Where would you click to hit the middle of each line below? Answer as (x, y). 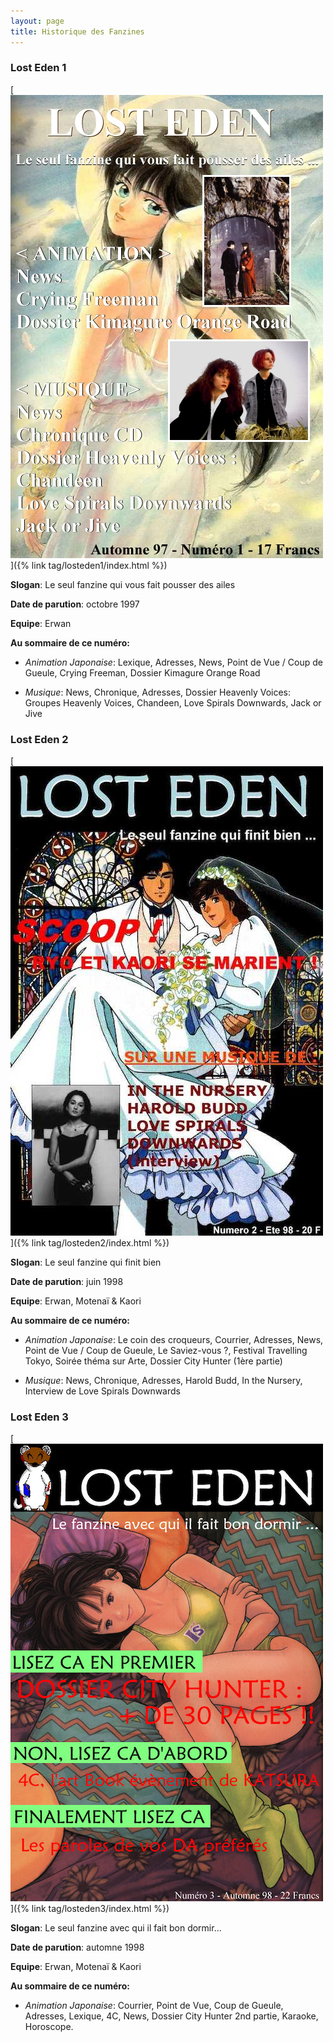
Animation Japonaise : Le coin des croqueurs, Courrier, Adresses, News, (174, 1340)
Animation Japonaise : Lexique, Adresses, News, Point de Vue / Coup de (173, 662)
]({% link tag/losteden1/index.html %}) (89, 565)
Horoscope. (49, 2027)
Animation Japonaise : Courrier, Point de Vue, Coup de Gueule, (154, 2006)
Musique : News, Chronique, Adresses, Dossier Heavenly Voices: (158, 692)
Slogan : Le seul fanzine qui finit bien (86, 1262)
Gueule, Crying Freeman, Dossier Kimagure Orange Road (142, 672)
